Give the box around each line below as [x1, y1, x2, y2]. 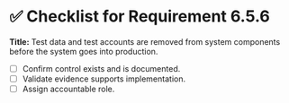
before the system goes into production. [9, 46, 158, 56]
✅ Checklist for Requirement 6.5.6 [9, 6, 270, 27]
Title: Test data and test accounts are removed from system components [9, 36, 281, 47]
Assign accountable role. [22, 83, 115, 95]
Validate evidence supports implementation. [22, 73, 186, 84]
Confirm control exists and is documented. [22, 63, 181, 73]
